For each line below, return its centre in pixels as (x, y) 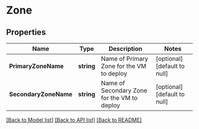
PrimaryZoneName (36, 66)
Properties (26, 32)
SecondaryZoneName (41, 94)
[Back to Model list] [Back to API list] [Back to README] (74, 120)
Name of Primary (125, 59)
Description (126, 49)
